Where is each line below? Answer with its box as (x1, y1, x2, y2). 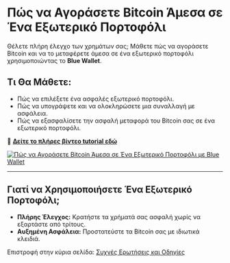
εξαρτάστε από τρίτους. (16, 220, 86, 228)
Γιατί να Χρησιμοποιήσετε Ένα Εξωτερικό (7, 184, 193, 196)
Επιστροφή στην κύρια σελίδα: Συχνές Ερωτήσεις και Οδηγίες (7, 248, 186, 256)
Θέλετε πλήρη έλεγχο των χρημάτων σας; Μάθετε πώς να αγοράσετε (7, 42, 209, 50)
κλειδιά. (16, 234, 40, 242)
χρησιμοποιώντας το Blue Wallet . (7, 56, 102, 64)
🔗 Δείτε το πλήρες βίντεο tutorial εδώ (7, 137, 118, 145)
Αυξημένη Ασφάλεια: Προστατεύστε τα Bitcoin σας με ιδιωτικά (16, 227, 200, 236)
